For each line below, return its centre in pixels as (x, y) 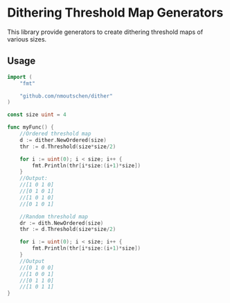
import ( (20, 77)
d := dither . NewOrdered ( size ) (63, 140)
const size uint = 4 (37, 115)
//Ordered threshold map (55, 134)
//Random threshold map (54, 217)
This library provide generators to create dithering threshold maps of (105, 32)
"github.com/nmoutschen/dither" (66, 96)
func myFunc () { (30, 127)
